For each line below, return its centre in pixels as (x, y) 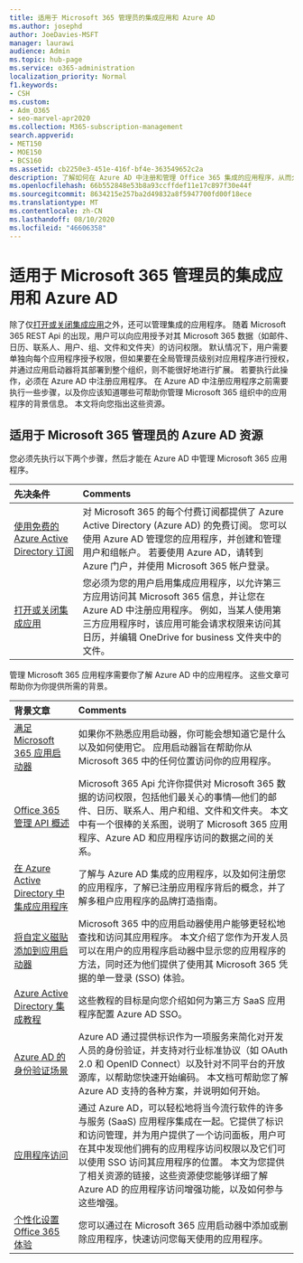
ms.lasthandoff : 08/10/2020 (62, 219)
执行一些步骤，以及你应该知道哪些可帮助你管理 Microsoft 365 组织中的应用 (148, 392)
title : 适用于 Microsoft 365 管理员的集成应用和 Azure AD (112, 18)
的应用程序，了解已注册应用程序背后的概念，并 (178, 888)
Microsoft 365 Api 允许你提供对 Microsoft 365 (176, 784)
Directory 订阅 (44, 551)
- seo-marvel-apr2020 (50, 118)
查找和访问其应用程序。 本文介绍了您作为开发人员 (183, 938)
